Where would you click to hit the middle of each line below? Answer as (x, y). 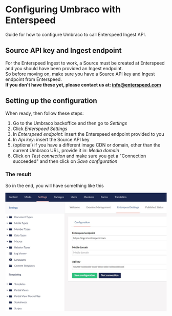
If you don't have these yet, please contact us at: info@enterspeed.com (83, 85)
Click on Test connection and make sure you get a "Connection (79, 156)
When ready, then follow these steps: (45, 113)
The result (18, 174)
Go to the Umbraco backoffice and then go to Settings (70, 123)
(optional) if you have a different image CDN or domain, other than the (87, 145)
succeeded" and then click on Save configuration (65, 161)
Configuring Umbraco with (63, 9)
